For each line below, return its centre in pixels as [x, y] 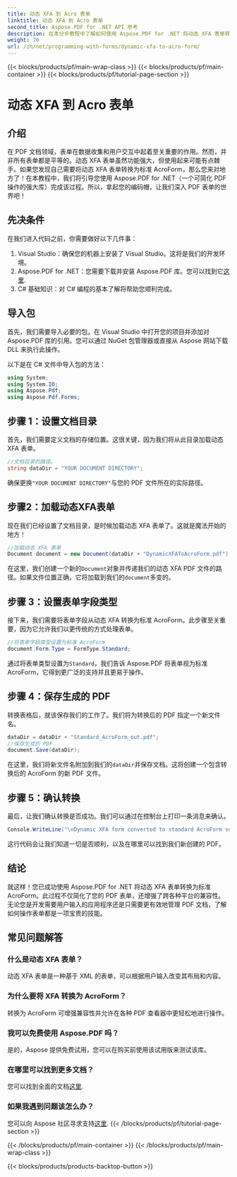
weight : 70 [23, 40]
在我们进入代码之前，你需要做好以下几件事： [72, 238]
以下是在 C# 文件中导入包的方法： [56, 364]
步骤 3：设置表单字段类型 [62, 602]
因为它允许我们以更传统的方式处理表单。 [78, 629]
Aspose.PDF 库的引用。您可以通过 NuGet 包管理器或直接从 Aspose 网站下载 [118, 341]
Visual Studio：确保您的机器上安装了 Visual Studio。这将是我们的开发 [118, 253]
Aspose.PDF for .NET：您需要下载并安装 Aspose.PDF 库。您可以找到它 [120, 271]
